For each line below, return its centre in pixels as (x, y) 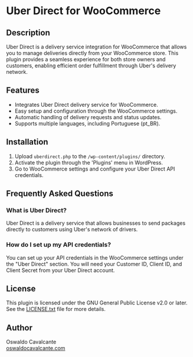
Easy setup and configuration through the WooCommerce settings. (96, 111)
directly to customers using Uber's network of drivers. (72, 230)
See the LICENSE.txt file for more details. (56, 309)
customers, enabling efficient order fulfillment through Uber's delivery (91, 65)
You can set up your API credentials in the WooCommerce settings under (95, 257)
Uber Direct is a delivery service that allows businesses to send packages (96, 223)
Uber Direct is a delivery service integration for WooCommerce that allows (97, 47)
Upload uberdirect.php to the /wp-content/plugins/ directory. (90, 156)
